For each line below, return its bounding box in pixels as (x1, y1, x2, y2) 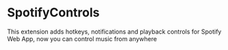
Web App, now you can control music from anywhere (7, 34, 157, 42)
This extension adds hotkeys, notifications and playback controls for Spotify (7, 27, 222, 36)
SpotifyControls (7, 5, 100, 21)
